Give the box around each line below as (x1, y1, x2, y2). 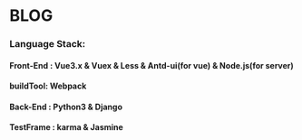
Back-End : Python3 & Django (9, 101, 123, 112)
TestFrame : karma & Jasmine (9, 122, 124, 133)
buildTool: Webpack (9, 80, 87, 91)
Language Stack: (9, 38, 86, 51)
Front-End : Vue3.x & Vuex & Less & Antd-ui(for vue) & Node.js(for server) (9, 60, 295, 70)
